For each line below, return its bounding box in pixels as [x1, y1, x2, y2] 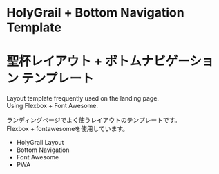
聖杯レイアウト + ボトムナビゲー [6, 53, 190, 69]
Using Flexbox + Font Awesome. [6, 102, 98, 110]
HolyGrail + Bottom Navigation [6, 5, 184, 21]
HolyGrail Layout [16, 139, 64, 147]
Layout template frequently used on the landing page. [6, 94, 160, 103]
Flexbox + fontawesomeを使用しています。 [6, 125, 129, 133]
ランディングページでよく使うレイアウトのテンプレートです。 [6, 116, 181, 124]
